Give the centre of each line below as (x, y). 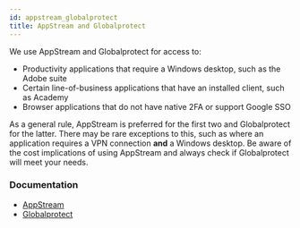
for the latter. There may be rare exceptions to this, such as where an (137, 133)
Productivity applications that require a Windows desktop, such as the (151, 69)
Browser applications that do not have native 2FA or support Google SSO (156, 106)
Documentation (44, 185)
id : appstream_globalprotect (64, 17)
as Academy (45, 97)
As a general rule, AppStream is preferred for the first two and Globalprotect (150, 124)
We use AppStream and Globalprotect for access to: (105, 51)
